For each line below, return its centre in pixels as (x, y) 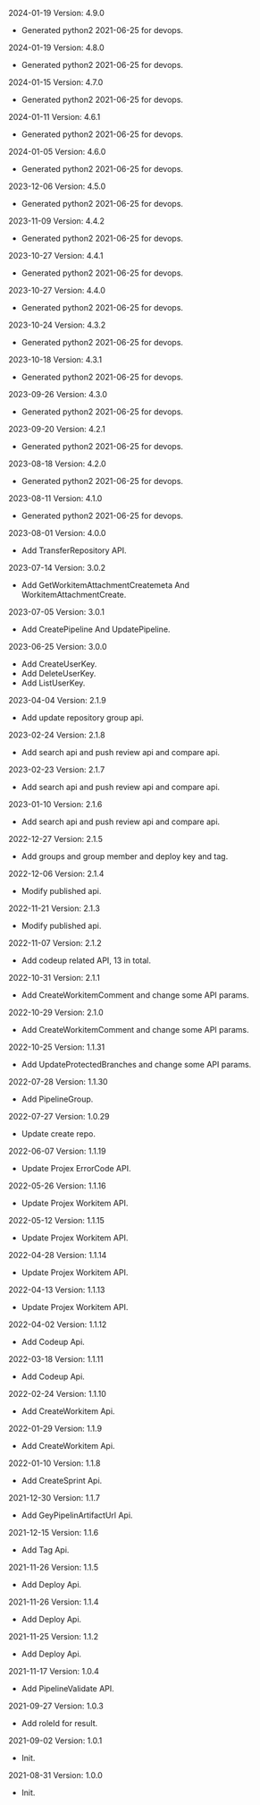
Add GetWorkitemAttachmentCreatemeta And (105, 585)
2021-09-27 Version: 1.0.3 (56, 1706)
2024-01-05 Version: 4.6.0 (57, 152)
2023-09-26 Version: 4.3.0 (58, 394)
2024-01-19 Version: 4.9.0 (56, 13)
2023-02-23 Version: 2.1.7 (57, 770)
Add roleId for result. (59, 1723)
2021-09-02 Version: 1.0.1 (55, 1741)
